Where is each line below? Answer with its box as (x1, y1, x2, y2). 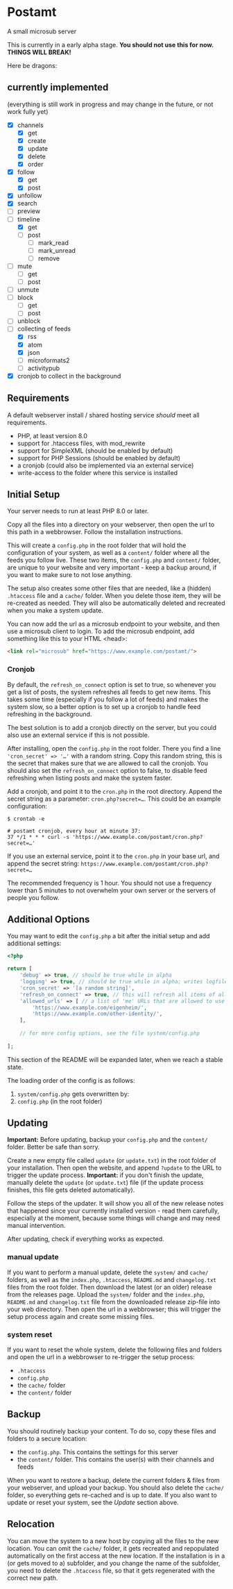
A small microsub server (7, 27, 77, 35)
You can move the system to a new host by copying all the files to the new (7, 1536, 219, 1545)
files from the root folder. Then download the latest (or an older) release (7, 1283, 213, 1291)
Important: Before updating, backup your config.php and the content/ (7, 1135, 208, 1144)
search (17, 199, 37, 208)
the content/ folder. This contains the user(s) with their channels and (17, 1455, 214, 1463)
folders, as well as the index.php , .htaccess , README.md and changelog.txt (7, 1275, 217, 1283)
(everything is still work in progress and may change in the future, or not (7, 100, 214, 108)
